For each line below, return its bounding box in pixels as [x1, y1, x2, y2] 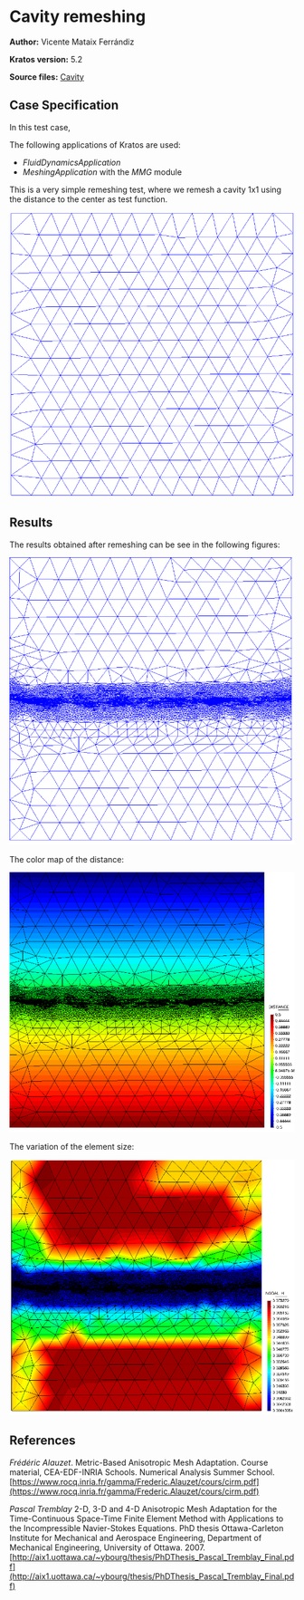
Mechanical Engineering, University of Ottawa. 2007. [9, 1542, 206, 1553]
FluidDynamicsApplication [22, 157, 121, 168]
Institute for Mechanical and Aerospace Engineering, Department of [9, 1532, 262, 1543]
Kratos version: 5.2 [9, 53, 83, 64]
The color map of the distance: [9, 853, 125, 864]
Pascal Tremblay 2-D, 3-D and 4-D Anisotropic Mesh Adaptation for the [9, 1503, 278, 1514]
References [9, 1433, 76, 1449]
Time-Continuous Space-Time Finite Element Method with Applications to [9, 1513, 284, 1524]
